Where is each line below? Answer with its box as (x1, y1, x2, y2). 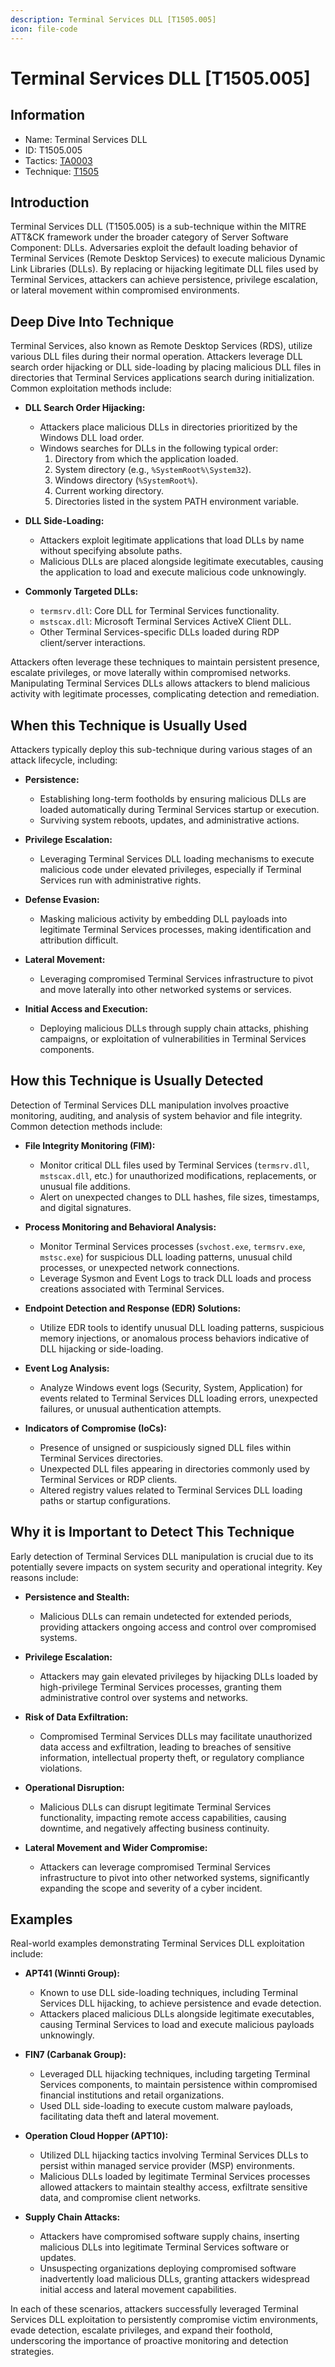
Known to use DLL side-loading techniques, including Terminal (39, 1987, 298, 1999)
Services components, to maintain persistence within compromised (39, 2079, 318, 2091)
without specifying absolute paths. (39, 545, 183, 557)
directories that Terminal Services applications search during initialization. (10, 372, 315, 384)
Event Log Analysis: (24, 1362, 110, 1374)
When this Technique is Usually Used (10, 717, 248, 734)
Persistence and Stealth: (24, 1591, 130, 1603)
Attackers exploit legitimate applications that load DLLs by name (39, 534, 305, 546)
